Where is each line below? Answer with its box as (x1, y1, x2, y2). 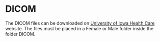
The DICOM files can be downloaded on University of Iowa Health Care (5, 20, 155, 26)
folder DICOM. (5, 31, 36, 37)
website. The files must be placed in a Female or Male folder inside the (5, 25, 154, 31)
